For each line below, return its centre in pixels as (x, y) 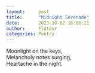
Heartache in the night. (34, 64)
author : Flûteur (32, 28)
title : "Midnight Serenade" (48, 17)
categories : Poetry (30, 34)
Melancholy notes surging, (39, 57)
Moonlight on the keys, (34, 51)
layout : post (28, 12)
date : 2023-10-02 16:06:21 (48, 23)
